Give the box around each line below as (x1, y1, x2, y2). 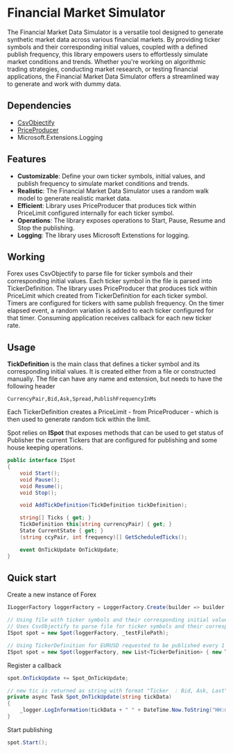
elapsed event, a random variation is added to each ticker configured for (7, 306, 214, 315)
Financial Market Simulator (7, 5, 166, 21)
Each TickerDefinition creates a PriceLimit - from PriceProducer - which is (7, 408, 219, 416)
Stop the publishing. (17, 223, 75, 232)
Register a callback (7, 661, 62, 669)
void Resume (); (19, 482, 64, 490)
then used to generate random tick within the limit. (7, 415, 151, 424)
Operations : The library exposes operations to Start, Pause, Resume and (17, 216, 225, 224)
